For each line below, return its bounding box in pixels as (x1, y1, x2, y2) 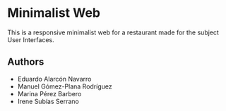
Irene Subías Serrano (17, 97, 79, 105)
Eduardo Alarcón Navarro (17, 74, 92, 83)
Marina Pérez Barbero (17, 89, 82, 98)
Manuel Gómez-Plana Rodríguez (17, 82, 112, 91)
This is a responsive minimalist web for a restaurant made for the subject (7, 28, 219, 37)
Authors (7, 56, 44, 68)
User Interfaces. (7, 35, 54, 44)
